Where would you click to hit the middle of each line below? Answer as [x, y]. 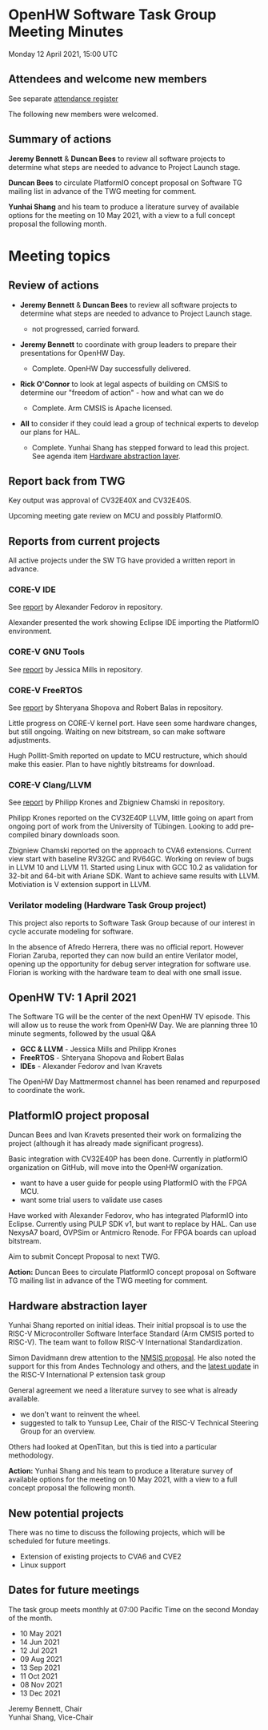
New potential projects [66, 1513]
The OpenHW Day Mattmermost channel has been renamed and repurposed [134, 1082]
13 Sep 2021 [40, 1667]
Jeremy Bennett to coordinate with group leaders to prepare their [128, 344]
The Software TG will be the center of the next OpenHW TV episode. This [129, 1017]
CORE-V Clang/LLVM [50, 785]
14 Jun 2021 [40, 1642]
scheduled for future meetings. [59, 1541]
